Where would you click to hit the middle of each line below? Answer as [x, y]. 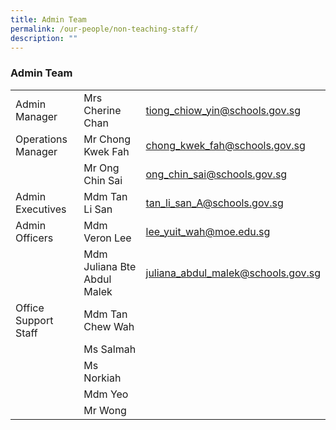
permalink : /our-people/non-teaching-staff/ [104, 29]
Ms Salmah [110, 349]
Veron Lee [107, 238]
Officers [34, 238]
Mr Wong [105, 410]
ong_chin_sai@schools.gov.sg [216, 174]
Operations [41, 139]
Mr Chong [107, 139]
